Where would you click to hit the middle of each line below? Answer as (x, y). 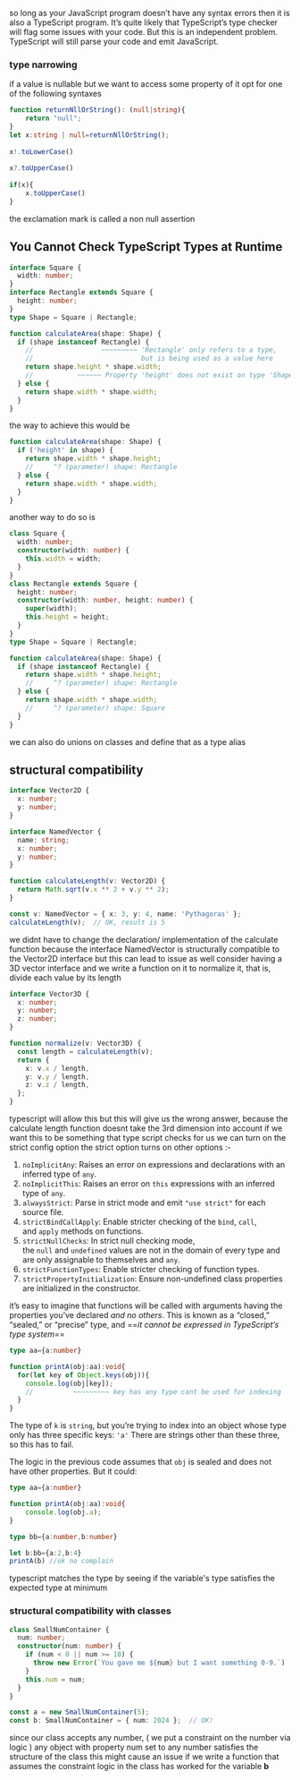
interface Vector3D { (50, 994)
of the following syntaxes (56, 94)
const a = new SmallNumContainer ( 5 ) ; (79, 1712)
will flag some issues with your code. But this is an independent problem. (144, 32)
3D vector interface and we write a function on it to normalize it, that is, (140, 968)
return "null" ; (54, 119)
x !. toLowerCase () (42, 151)
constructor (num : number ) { (70, 1647)
